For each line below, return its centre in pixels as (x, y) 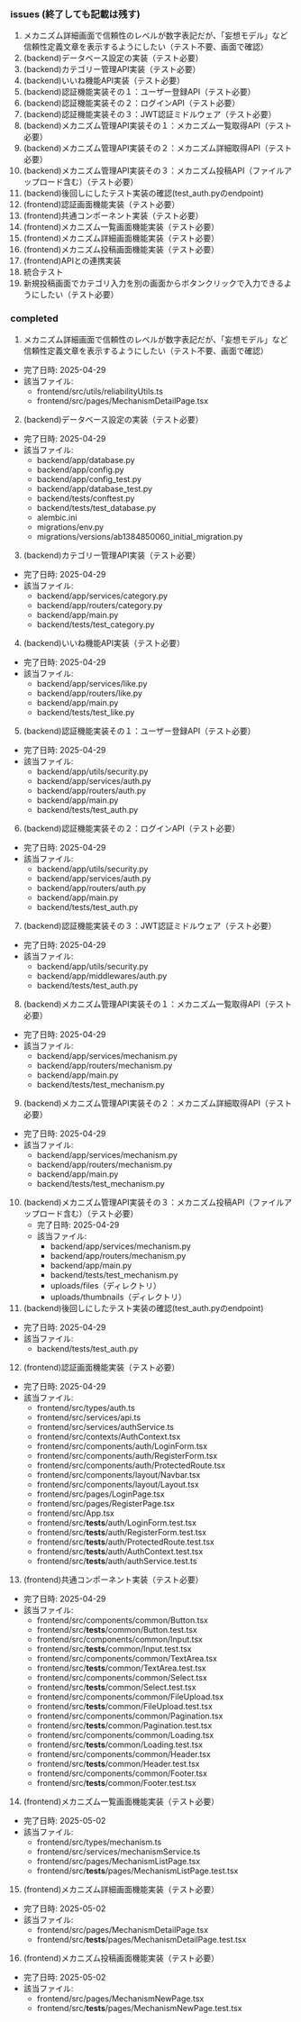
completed (34, 319)
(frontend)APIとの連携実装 (72, 261)
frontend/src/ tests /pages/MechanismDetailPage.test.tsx (141, 1939)
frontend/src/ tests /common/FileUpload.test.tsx (124, 1706)
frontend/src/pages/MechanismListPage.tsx (119, 1861)
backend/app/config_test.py (89, 478)
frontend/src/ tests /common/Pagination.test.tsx (124, 1725)
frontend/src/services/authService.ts (105, 1426)
